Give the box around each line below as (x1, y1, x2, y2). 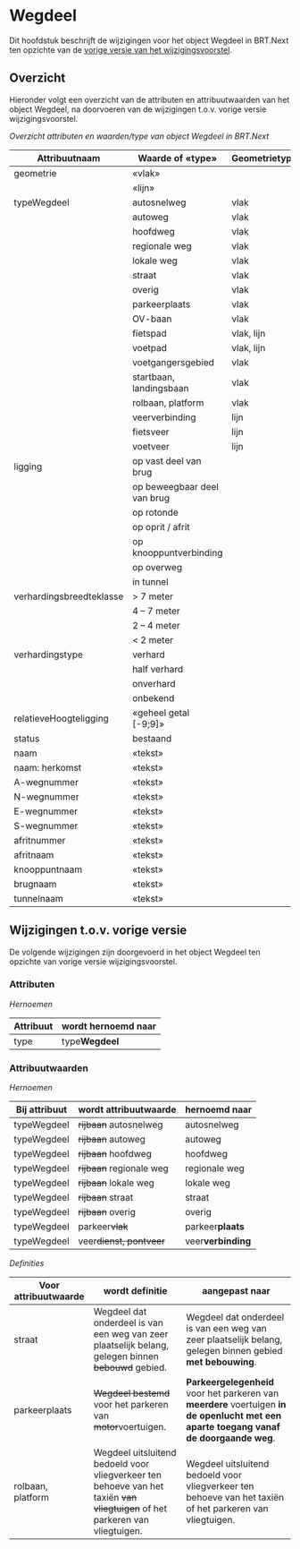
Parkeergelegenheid (186, 1376, 275, 1389)
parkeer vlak (78, 1220, 129, 1233)
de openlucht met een (186, 1409, 282, 1422)
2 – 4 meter (132, 619, 180, 631)
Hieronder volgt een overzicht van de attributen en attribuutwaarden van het (9, 94, 290, 105)
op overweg (132, 561, 183, 573)
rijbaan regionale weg (78, 1162, 170, 1175)
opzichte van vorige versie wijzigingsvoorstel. (9, 955, 178, 967)
